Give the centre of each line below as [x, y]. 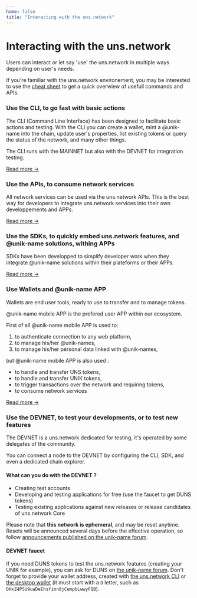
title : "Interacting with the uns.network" [60, 17]
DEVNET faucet [26, 551]
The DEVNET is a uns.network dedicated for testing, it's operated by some [97, 438]
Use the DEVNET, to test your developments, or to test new [92, 418]
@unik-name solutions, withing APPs [60, 244]
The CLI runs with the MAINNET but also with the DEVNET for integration [95, 151]
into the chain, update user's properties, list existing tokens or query [104, 133]
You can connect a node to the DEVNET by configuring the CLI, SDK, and [95, 455]
